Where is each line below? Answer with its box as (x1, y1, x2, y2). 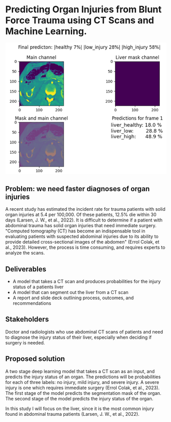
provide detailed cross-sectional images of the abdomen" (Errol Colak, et (5, 239, 160, 245)
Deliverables (5, 265, 47, 273)
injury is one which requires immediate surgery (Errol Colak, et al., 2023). (5, 384, 160, 391)
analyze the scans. (5, 250, 45, 256)
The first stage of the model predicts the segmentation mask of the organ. (5, 390, 162, 396)
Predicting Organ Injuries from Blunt (5, 4, 162, 15)
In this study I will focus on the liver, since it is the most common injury (5, 405, 155, 412)
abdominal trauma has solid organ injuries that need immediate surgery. (5, 223, 157, 229)
